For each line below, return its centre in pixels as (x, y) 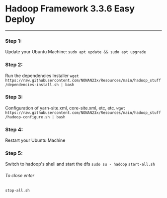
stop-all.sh (17, 190)
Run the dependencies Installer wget (42, 76)
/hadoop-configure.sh (28, 117)
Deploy (20, 19)
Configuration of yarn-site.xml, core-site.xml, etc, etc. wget (65, 108)
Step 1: (13, 41)
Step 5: (14, 153)
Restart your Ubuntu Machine (35, 140)
